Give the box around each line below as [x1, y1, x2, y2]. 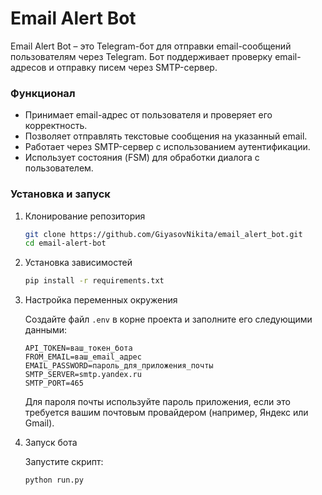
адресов [10, 61, 47, 73]
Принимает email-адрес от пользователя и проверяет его [24, 109, 273, 121]
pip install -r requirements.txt [24, 276, 165, 286]
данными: [24, 324, 68, 336]
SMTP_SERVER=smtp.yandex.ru [24, 370, 142, 380]
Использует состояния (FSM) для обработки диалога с [24, 152, 260, 164]
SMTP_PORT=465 [24, 378, 84, 389]
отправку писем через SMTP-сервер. [56, 61, 218, 73]
